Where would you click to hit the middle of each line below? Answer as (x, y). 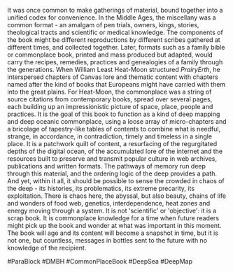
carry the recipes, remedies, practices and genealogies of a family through (115, 62)
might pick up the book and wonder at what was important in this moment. (114, 226)
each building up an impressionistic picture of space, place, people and (110, 107)
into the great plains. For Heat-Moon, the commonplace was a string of (110, 92)
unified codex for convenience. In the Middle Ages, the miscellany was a (112, 17)
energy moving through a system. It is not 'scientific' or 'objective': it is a (112, 210)
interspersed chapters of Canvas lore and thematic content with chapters (113, 77)
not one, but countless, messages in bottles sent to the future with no (107, 240)
